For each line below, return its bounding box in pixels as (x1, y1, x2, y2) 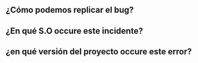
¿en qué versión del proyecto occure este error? (5, 46, 193, 57)
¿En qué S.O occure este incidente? (5, 26, 144, 36)
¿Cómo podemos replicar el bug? (5, 5, 134, 15)
